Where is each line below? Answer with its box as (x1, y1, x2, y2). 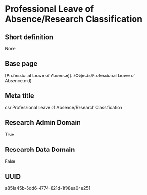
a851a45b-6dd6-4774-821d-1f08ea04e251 (5, 185, 91, 191)
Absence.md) (5, 77, 32, 83)
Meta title (5, 92, 35, 100)
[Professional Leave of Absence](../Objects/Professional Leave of (5, 73, 135, 78)
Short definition (5, 33, 53, 41)
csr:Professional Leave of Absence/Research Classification (5, 105, 122, 110)
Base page (5, 60, 38, 68)
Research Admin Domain (5, 119, 81, 127)
